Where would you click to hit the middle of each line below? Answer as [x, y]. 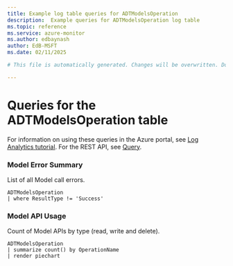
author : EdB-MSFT [32, 46]
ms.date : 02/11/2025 [37, 53]
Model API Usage [37, 216]
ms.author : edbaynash [38, 40]
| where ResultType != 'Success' [55, 199]
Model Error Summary [45, 165]
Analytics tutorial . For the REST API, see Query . [75, 147]
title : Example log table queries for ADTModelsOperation [93, 14]
